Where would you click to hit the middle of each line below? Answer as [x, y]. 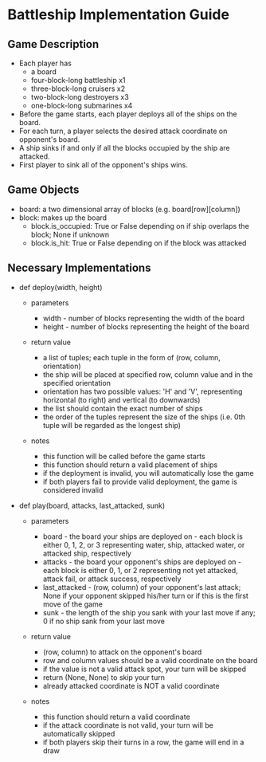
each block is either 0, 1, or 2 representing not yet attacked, [140, 570]
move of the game [72, 604]
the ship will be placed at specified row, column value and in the [148, 374]
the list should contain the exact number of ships [123, 408]
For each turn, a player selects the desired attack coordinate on [123, 131]
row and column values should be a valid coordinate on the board [150, 660]
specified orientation [76, 383]
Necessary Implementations [79, 268]
